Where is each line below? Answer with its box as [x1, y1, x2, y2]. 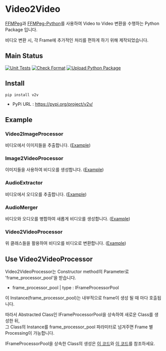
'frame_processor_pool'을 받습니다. [5, 275, 76, 281]
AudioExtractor [5, 179, 43, 186]
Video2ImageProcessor [5, 130, 63, 137]
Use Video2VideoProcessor [5, 255, 93, 263]
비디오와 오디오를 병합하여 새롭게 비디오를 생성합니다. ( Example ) [5, 216, 130, 222]
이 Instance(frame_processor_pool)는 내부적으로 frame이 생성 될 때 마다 [5, 295, 149, 301]
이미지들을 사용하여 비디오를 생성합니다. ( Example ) [5, 167, 104, 173]
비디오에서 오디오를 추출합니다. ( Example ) [5, 191, 87, 197]
